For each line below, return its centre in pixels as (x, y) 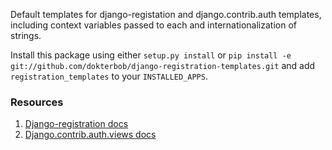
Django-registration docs (76, 124)
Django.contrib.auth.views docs (90, 135)
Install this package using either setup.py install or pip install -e (151, 55)
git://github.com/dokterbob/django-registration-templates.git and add (163, 65)
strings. (26, 35)
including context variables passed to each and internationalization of (153, 25)
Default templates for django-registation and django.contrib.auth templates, (166, 14)
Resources (37, 102)
